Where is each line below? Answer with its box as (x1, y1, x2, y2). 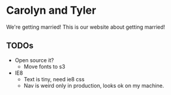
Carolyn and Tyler (6, 4, 97, 17)
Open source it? (14, 56, 54, 63)
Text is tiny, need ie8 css (23, 75, 85, 82)
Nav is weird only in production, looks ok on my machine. (23, 82, 164, 89)
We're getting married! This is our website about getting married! (6, 23, 166, 30)
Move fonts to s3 (23, 63, 66, 70)
